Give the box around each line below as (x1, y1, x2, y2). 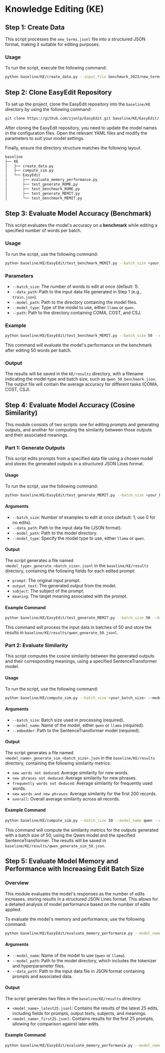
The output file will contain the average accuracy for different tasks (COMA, (5, 381, 159, 387)
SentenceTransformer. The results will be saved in (5, 837, 107, 843)
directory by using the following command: (5, 106, 92, 112)
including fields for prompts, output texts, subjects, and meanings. (12, 1010, 147, 1016)
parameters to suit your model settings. (5, 135, 85, 141)
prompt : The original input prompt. (12, 577, 81, 583)
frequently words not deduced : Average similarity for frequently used (12, 780, 153, 786)
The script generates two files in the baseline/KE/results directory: (5, 995, 142, 1001)
